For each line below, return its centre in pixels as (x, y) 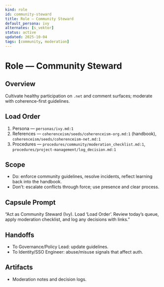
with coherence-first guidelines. (37, 101)
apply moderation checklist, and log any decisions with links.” (67, 220)
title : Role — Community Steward (39, 19)
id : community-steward (28, 14)
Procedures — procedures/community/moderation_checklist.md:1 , (79, 144)
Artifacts (19, 268)
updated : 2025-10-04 (26, 37)
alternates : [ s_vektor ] (30, 28)
